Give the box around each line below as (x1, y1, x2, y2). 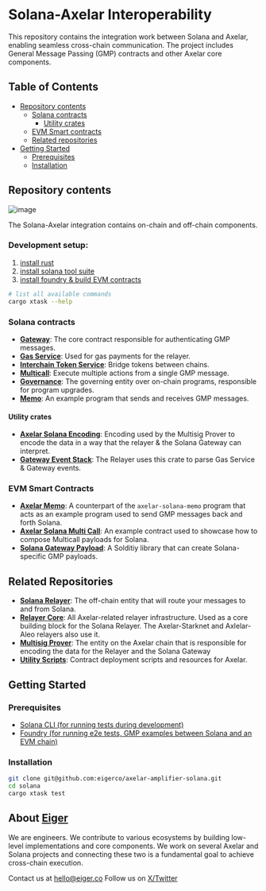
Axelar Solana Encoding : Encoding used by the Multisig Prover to (19, 429, 236, 439)
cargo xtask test (8, 789, 66, 797)
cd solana (8, 782, 41, 790)
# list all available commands (8, 290, 112, 298)
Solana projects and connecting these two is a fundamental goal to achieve (8, 849, 254, 859)
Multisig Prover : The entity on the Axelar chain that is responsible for (19, 638, 247, 648)
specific (19, 552, 46, 561)
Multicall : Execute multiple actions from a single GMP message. (19, 368, 229, 378)
